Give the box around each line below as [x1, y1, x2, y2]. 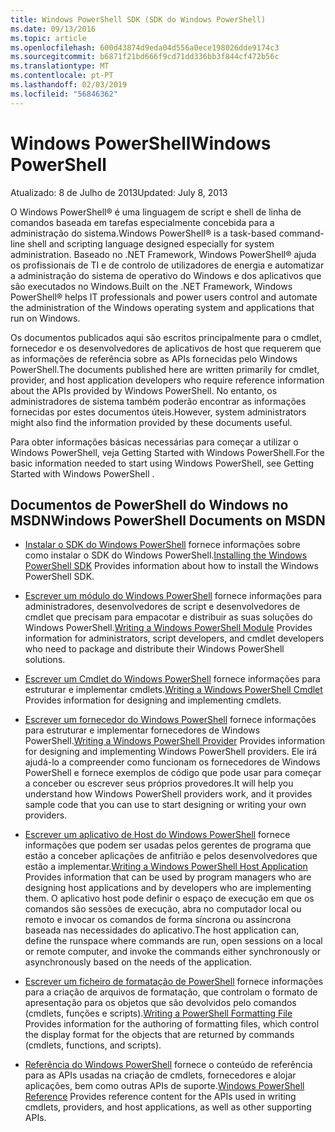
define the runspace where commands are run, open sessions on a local [24, 935, 323, 947]
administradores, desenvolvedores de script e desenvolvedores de [24, 601, 301, 613]
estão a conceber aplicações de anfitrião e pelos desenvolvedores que [24, 850, 318, 862]
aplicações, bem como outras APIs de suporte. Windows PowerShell [24, 1080, 305, 1092]
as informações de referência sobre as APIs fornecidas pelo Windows [10, 352, 298, 365]
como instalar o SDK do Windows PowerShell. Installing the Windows [24, 549, 308, 561]
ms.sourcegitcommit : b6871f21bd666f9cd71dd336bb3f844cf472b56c [10, 52, 280, 62]
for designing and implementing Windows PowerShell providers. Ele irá [24, 746, 318, 758]
